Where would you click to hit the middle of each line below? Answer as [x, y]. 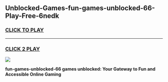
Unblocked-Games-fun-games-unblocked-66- [80, 8]
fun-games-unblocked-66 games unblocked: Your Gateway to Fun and [80, 69]
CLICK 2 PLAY [22, 49]
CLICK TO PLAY [24, 30]
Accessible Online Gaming [33, 74]
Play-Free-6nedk [32, 16]
